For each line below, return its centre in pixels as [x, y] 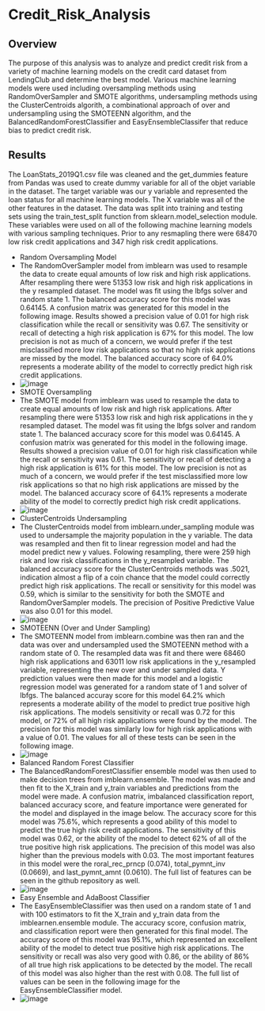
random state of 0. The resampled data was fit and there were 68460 [132, 653]
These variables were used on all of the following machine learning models [130, 224]
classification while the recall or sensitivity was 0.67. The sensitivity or [134, 324]
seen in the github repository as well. [80, 880]
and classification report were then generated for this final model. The [134, 931]
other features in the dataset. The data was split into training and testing [126, 208]
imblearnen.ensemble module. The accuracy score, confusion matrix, [133, 922]
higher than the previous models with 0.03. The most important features [137, 855]
